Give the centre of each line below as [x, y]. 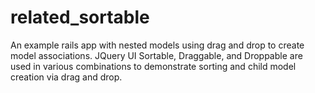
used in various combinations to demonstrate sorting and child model [153, 66]
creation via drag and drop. [66, 77]
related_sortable [80, 17]
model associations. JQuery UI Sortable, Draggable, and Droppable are [156, 55]
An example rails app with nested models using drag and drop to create [157, 45]
